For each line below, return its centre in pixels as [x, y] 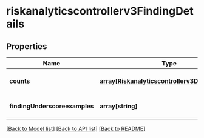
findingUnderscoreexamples [52, 106]
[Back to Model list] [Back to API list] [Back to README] [76, 129]
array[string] [119, 106]
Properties [27, 46]
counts [20, 81]
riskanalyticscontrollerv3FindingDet [100, 11]
